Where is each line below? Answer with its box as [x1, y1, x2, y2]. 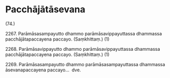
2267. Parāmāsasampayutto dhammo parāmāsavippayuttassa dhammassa [5, 30, 162, 36]
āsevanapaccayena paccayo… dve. [5, 67, 81, 73]
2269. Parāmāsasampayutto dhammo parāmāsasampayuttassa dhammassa [5, 61, 165, 67]
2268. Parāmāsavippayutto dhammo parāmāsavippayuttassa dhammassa [5, 46, 160, 52]
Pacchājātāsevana [5, 4, 86, 15]
